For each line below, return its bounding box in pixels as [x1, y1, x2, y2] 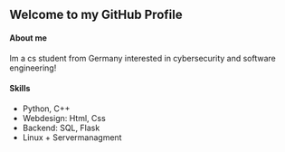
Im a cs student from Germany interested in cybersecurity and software [9, 52, 276, 63]
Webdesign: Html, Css [22, 112, 106, 123]
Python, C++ [22, 103, 71, 114]
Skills [9, 83, 31, 94]
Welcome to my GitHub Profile [9, 7, 183, 23]
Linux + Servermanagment [22, 131, 122, 143]
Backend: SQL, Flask [22, 122, 100, 133]
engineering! [9, 62, 57, 73]
